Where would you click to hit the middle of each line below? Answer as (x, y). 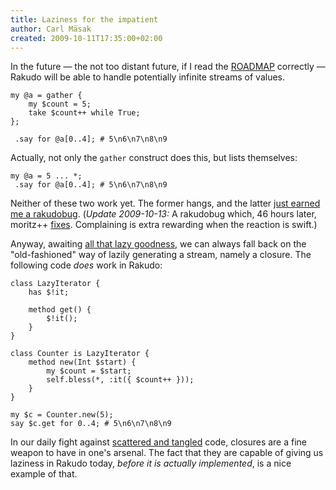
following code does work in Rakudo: (86, 265)
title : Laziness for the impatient (84, 19)
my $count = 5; (60, 104)
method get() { (60, 310)
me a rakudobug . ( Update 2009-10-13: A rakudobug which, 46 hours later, (163, 214)
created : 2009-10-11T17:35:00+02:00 (86, 38)
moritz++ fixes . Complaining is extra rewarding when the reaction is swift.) (164, 225)
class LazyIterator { (55, 284)
